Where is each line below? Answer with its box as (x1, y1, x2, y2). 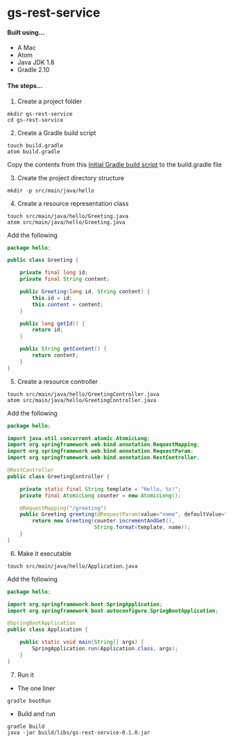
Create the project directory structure (17, 173, 125, 182)
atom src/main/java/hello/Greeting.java (7, 218, 126, 226)
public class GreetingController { (7, 473, 110, 480)
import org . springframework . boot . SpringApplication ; (7, 601, 163, 608)
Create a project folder (17, 97, 83, 105)
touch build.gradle (7, 142, 64, 149)
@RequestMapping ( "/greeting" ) (19, 505, 107, 512)
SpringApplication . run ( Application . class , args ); (32, 645, 178, 652)
